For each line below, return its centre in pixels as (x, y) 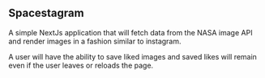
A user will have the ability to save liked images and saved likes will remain (133, 56)
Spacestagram (46, 13)
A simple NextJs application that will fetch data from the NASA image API (130, 32)
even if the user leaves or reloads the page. (81, 65)
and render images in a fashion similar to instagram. (95, 41)
